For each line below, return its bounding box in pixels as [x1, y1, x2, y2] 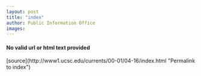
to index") [6, 63, 31, 71]
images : [6, 25, 26, 32]
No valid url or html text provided [6, 44, 90, 51]
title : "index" [6, 14, 45, 20]
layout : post [6, 8, 39, 15]
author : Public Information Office [6, 20, 96, 26]
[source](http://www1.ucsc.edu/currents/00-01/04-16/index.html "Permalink [6, 57, 196, 65]
